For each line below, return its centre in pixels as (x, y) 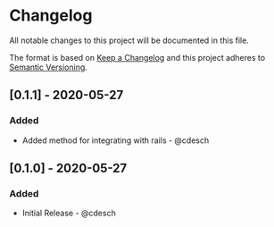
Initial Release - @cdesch (69, 213)
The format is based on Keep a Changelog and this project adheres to (137, 57)
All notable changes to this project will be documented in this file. (129, 40)
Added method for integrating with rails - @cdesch (116, 140)
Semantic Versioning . (48, 67)
